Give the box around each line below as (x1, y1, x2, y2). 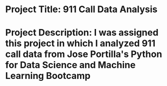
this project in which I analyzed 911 (5, 38, 156, 49)
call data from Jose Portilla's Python (5, 48, 162, 60)
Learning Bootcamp (5, 70, 91, 82)
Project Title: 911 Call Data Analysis (5, 4, 158, 15)
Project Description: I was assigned (5, 27, 159, 39)
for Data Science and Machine (5, 60, 136, 71)
